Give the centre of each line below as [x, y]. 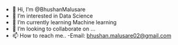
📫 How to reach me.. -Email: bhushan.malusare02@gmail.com [92, 36]
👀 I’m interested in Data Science [52, 16]
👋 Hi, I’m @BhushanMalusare [49, 9]
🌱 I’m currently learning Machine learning [64, 22]
